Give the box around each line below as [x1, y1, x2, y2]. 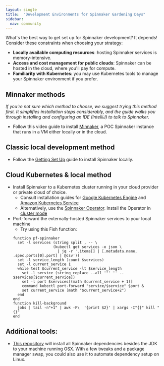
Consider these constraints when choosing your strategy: [5, 40, 123, 46]
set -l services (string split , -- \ [17, 240, 98, 245]
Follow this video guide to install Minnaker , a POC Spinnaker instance [12, 123, 154, 129]
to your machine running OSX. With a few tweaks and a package [12, 346, 145, 352]
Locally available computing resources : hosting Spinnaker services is [12, 50, 157, 56]
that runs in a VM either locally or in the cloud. [12, 129, 107, 135]
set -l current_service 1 [17, 261, 71, 267]
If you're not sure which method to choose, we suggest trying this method [5, 104, 157, 110]
